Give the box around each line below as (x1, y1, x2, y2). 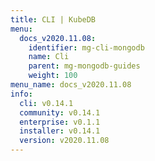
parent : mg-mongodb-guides (28, 61, 141, 71)
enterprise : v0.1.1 (19, 117, 101, 127)
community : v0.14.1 (19, 107, 101, 118)
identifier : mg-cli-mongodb (28, 42, 145, 53)
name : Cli (28, 52, 70, 62)
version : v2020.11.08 (19, 136, 110, 146)
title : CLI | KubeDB (10, 14, 97, 25)
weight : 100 (28, 71, 78, 81)
